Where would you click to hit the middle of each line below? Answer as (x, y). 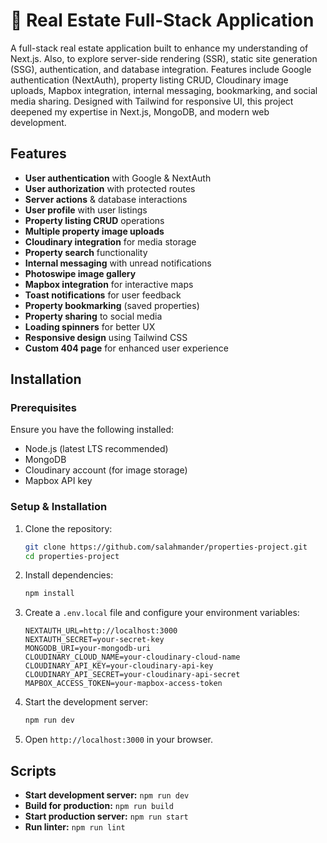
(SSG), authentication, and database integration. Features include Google (161, 69)
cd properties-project (72, 556)
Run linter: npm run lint (75, 827)
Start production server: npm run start (106, 816)
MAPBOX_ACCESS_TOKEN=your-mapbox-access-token (123, 684)
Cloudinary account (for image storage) (106, 470)
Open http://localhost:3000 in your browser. (118, 740)
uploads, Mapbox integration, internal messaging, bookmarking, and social (164, 90)
